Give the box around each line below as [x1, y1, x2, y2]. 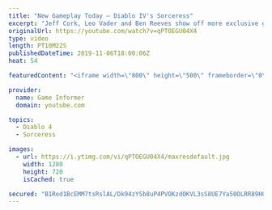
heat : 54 [8, 57, 38, 65]
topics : [8, 115, 35, 124]
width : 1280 [23, 160, 63, 168]
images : [8, 145, 35, 153]
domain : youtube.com [15, 101, 85, 109]
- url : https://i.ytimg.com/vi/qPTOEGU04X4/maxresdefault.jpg [15, 153, 230, 161]
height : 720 [23, 167, 63, 176]
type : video [8, 34, 49, 43]
